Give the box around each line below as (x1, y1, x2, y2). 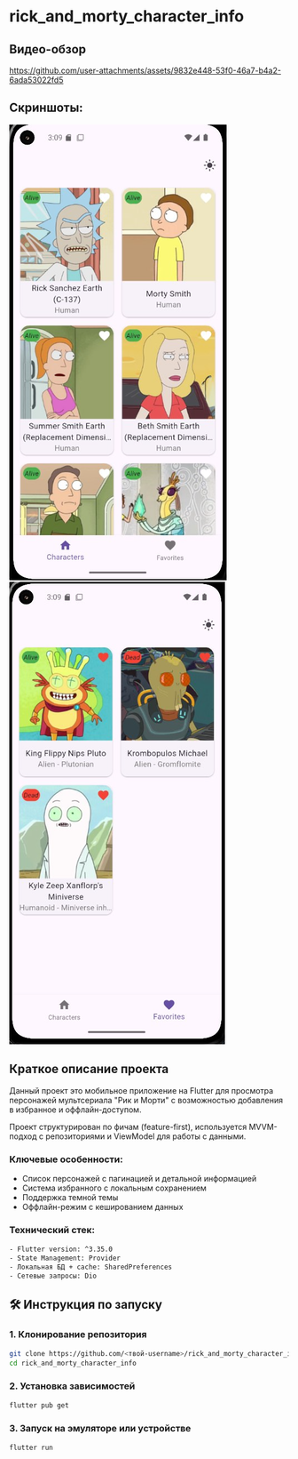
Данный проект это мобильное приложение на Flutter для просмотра (9, 1085, 274, 1095)
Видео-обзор (9, 42, 87, 57)
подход (9, 1131, 37, 1142)
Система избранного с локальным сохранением (21, 1182, 207, 1193)
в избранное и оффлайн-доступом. (9, 1104, 142, 1115)
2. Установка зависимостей (9, 1380, 136, 1392)
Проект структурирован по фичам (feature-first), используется (9, 1121, 247, 1132)
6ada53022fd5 (9, 75, 64, 85)
